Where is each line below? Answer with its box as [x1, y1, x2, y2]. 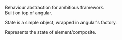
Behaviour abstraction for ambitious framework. [5, 5, 105, 10]
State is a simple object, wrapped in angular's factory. [5, 20, 117, 25]
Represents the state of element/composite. [5, 29, 97, 35]
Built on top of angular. [5, 10, 53, 16]
